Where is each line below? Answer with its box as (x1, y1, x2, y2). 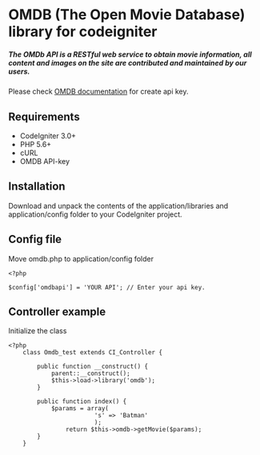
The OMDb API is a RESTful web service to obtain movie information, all (8, 50, 252, 59)
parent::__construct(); (50, 369, 130, 377)
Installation (8, 180, 66, 194)
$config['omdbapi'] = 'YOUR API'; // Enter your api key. (8, 283, 206, 291)
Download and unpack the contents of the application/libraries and (8, 201, 229, 210)
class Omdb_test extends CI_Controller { (22, 349, 162, 357)
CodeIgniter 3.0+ (19, 130, 77, 141)
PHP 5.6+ (19, 139, 52, 149)
